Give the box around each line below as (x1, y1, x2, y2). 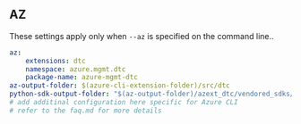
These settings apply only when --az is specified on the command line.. (9, 30, 275, 41)
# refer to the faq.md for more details (9, 106, 163, 115)
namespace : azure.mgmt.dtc (25, 64, 126, 74)
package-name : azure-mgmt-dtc (25, 73, 139, 82)
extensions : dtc (25, 56, 87, 65)
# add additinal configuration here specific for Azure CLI (9, 98, 239, 107)
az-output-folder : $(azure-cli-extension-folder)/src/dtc (9, 81, 230, 90)
